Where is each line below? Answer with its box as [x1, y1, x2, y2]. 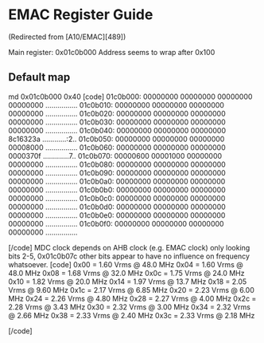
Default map [8, 70, 71, 85]
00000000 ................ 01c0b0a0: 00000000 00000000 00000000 [8, 176, 226, 186]
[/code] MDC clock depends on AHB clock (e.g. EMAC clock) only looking [8, 242, 250, 252]
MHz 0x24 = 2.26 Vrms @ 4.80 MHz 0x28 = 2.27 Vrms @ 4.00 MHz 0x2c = [8, 294, 257, 303]
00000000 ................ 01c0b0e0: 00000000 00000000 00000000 [8, 210, 226, 220]
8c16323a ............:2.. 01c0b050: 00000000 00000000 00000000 [8, 134, 225, 144]
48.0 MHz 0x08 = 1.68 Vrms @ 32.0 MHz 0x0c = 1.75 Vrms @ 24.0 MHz [8, 268, 245, 278]
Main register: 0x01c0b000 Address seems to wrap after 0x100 [8, 47, 215, 57]
